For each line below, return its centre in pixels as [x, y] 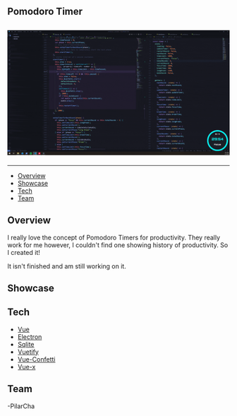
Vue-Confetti [36, 359]
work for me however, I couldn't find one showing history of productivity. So [118, 245]
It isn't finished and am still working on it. [67, 266]
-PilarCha [21, 406]
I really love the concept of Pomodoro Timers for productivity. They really [114, 237]
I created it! [24, 252]
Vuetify [28, 352]
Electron [30, 337]
